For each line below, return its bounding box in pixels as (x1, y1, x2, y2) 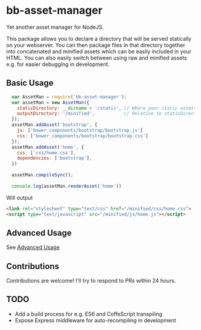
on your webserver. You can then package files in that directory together (6, 41, 185, 49)
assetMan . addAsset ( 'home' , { (11, 144, 84, 150)
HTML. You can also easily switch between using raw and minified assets (6, 54, 187, 61)
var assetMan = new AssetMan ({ (11, 100, 90, 106)
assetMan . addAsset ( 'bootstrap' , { (11, 122, 98, 128)
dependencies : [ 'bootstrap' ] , (17, 155, 93, 161)
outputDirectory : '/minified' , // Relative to (17, 110, 162, 117)
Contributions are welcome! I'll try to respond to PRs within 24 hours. (6, 277, 176, 284)
